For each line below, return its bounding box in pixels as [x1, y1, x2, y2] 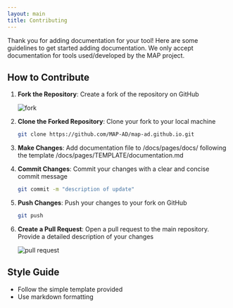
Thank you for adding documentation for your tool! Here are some [7, 36, 199, 44]
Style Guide [7, 267, 60, 278]
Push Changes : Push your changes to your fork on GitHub [17, 198, 187, 207]
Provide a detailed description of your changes [17, 232, 153, 240]
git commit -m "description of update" [17, 186, 135, 193]
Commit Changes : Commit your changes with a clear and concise [17, 165, 210, 173]
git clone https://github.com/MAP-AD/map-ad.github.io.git [17, 131, 195, 138]
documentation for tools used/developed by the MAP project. [7, 51, 185, 60]
